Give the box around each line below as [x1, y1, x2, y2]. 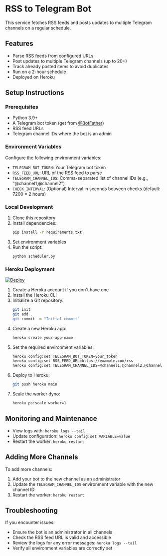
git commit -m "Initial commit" [12, 316, 80, 321]
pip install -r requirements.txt [12, 230, 82, 235]
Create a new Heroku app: [12, 325, 67, 331]
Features [5, 40, 33, 48]
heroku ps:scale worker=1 [12, 401, 66, 406]
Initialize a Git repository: [12, 297, 64, 303]
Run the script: [12, 244, 43, 250]
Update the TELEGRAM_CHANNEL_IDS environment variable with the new [12, 481, 154, 487]
